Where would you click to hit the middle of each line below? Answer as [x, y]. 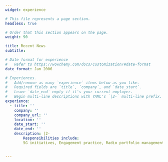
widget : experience [25, 10]
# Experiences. [21, 78]
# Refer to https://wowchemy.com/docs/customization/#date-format [78, 64]
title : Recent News [25, 46]
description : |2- [32, 134]
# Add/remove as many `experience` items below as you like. [72, 83]
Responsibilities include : [51, 138]
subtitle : [15, 51]
